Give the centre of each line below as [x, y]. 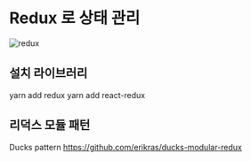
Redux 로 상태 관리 [75, 18]
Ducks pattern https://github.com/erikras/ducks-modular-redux [125, 147]
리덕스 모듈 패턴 [50, 125]
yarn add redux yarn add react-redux [77, 95]
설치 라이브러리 [49, 73]
